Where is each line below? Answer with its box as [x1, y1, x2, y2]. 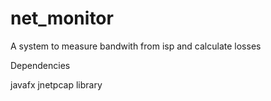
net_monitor [10, 7, 114, 30]
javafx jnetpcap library [10, 78, 103, 91]
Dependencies [10, 59, 71, 71]
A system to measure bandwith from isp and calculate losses [10, 40, 262, 52]
